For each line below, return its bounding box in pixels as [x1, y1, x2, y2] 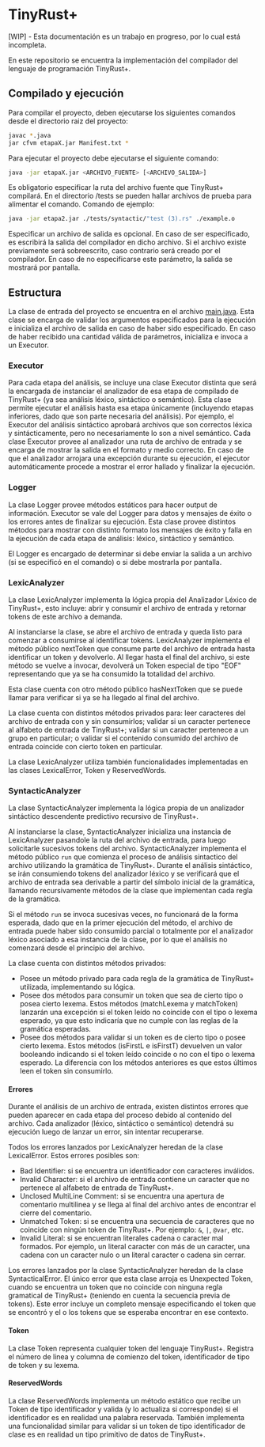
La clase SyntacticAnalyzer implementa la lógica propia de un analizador [8, 803, 244, 813]
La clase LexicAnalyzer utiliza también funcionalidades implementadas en [8, 757, 248, 767]
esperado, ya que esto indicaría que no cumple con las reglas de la [19, 1016, 239, 1025]
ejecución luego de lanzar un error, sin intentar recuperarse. [8, 1127, 204, 1137]
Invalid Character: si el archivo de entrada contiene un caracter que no [19, 1175, 251, 1184]
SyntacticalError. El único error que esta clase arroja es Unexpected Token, [8, 1274, 253, 1283]
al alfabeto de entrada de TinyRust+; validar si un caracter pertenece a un [8, 725, 249, 734]
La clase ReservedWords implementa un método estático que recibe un [8, 1396, 241, 1405]
